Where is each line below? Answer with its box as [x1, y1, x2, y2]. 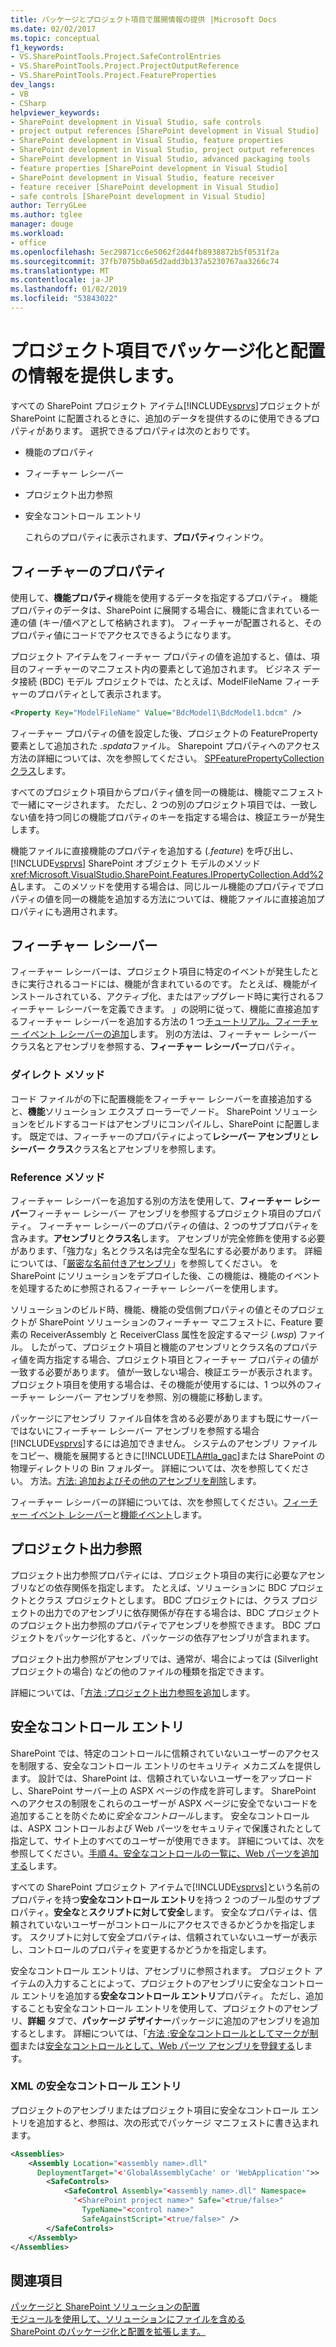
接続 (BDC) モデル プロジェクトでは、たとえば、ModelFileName [18, 675, 283, 687]
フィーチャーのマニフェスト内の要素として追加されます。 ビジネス [27, 662, 301, 675]
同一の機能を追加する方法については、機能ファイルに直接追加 [62, 892, 317, 905]
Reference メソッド [10, 1170, 106, 1184]
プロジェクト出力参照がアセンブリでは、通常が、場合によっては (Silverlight [10, 1652, 318, 1665]
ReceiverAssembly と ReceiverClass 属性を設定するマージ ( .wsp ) [29, 1328, 298, 1340]
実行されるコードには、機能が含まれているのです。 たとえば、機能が [27, 978, 310, 990]
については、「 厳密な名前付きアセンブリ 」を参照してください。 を [10, 1257, 279, 1269]
